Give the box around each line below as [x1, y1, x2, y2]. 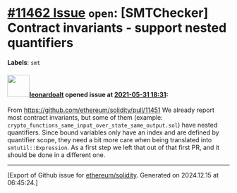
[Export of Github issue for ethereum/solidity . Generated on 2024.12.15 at [7, 171, 219, 180]
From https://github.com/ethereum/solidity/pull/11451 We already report [7, 106, 215, 114]
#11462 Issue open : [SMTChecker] [7, 5, 209, 21]
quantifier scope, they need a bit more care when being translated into [7, 136, 212, 144]
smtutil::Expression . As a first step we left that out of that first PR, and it [7, 143, 220, 152]
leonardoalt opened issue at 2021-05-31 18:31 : [29, 90, 169, 99]
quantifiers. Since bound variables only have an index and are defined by [7, 128, 220, 137]
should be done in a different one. [7, 151, 106, 159]
